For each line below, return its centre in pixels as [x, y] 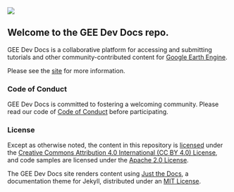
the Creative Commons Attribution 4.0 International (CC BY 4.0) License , [112, 153]
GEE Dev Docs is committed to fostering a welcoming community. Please [113, 104]
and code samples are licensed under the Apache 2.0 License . [98, 160]
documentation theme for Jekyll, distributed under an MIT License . [104, 181]
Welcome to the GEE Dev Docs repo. [88, 33]
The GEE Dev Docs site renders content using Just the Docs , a [98, 174]
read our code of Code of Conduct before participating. [88, 112]
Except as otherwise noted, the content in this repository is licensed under [115, 145]
